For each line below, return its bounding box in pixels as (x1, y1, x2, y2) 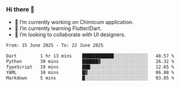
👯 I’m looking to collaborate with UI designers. (14, 31, 126, 38)
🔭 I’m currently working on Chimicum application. (14, 19, 134, 26)
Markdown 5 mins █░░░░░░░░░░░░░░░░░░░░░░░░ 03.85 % (6, 75, 175, 81)
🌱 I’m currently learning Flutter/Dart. (14, 25, 101, 32)
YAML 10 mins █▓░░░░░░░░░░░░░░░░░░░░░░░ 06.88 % (6, 69, 175, 75)
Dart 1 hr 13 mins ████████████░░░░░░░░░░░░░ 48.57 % (6, 53, 175, 59)
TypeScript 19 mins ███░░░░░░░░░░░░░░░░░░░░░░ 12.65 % (6, 64, 175, 70)
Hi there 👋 (6, 5, 35, 14)
